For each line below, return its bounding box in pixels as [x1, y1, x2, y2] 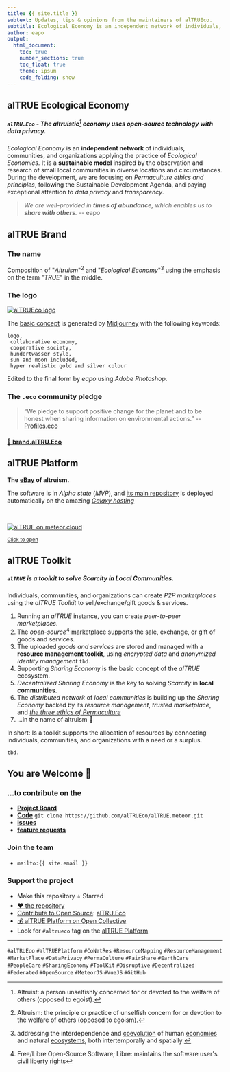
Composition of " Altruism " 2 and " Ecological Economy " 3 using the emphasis [7, 265, 221, 274]
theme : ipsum [19, 67, 57, 74]
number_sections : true [19, 55, 84, 62]
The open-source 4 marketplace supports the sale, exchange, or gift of [16, 626, 216, 636]
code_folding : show [19, 73, 75, 81]
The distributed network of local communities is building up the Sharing [16, 693, 220, 701]
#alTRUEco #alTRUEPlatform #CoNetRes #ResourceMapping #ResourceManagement [7, 948, 222, 955]
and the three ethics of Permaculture [16, 708, 121, 716]
